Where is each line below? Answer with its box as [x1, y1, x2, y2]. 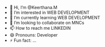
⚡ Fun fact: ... [9, 37, 36, 43]
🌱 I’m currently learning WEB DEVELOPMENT [9, 15, 101, 20]
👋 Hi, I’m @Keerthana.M [9, 5, 57, 10]
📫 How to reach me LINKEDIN [9, 25, 71, 31]
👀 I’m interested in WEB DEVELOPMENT [9, 10, 90, 15]
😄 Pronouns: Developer [9, 32, 58, 38]
